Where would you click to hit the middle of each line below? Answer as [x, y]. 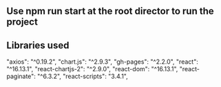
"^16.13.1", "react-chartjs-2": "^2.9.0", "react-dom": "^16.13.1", [92, 69]
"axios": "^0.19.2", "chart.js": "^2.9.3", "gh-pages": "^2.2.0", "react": [103, 62]
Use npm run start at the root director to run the [110, 11]
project [22, 22]
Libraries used [38, 45]
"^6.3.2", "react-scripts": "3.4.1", [82, 76]
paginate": [21, 76]
